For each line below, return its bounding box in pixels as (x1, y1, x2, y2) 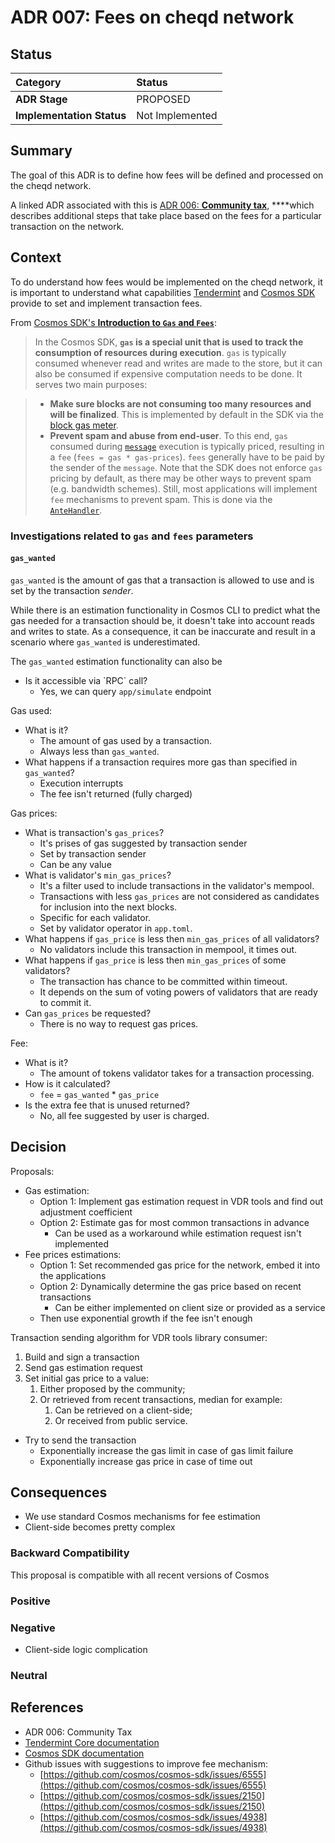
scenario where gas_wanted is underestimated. (10, 636, 201, 648)
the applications (39, 1269, 107, 1281)
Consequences (10, 1484, 108, 1501)
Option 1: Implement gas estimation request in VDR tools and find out (39, 1195, 324, 1207)
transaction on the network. (10, 220, 125, 232)
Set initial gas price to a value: (24, 1372, 150, 1384)
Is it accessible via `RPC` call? (24, 674, 148, 686)
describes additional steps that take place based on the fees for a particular (10, 209, 322, 221)
